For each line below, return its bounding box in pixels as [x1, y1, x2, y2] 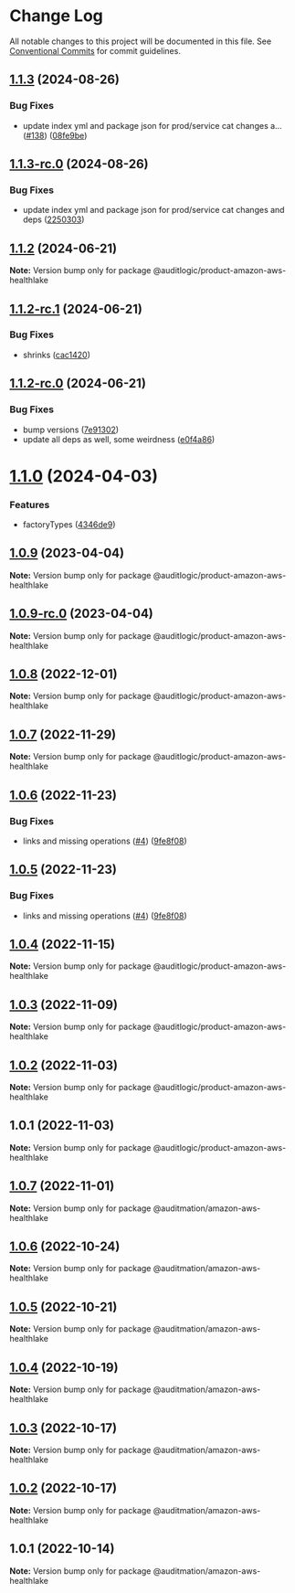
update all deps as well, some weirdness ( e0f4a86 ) [22, 433, 216, 444]
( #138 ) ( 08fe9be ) [22, 130, 88, 141]
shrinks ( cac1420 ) [22, 349, 91, 360]
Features [9, 498, 50, 511]
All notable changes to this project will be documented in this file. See [9, 36, 272, 47]
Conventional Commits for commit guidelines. [9, 45, 181, 56]
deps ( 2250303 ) [22, 214, 85, 225]
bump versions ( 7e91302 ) [22, 424, 120, 435]
